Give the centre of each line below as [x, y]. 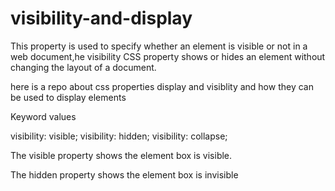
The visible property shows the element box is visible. [121, 155]
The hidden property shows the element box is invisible [124, 174]
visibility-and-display [101, 18]
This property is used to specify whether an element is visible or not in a [159, 46]
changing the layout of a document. [83, 67]
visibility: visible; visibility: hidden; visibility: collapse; [119, 136]
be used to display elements [68, 97]
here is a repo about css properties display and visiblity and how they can [162, 86]
